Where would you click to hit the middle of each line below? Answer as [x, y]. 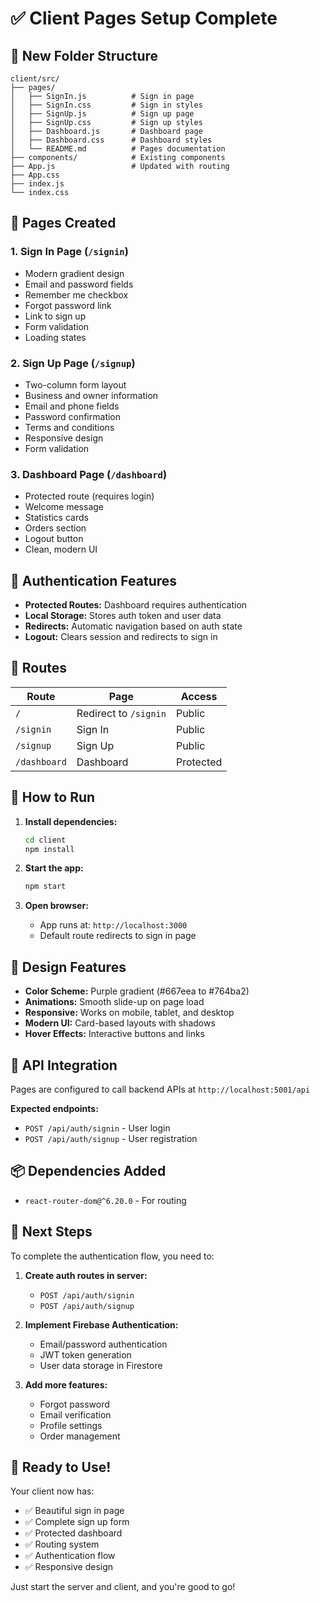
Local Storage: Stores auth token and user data [123, 616]
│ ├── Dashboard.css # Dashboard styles [111, 140]
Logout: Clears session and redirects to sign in [121, 637]
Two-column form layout [75, 384]
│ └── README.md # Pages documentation [118, 149]
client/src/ [35, 79]
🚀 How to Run [53, 797]
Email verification [75, 1414]
